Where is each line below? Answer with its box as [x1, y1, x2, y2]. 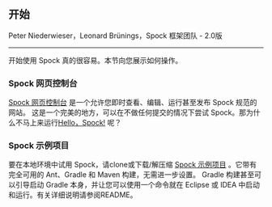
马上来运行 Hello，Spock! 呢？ [22, 118, 122, 128]
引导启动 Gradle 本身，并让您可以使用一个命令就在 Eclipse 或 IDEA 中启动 [15, 180, 261, 190]
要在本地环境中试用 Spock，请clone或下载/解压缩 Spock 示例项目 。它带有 [8, 160, 257, 170]
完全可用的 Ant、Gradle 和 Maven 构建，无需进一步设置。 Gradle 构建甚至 [8, 170, 255, 180]
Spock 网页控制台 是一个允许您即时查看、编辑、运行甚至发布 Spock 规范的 [8, 98, 257, 108]
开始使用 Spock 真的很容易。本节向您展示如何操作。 [8, 55, 183, 65]
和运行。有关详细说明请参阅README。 [8, 190, 138, 200]
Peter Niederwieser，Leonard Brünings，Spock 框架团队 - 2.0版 [8, 31, 223, 40]
